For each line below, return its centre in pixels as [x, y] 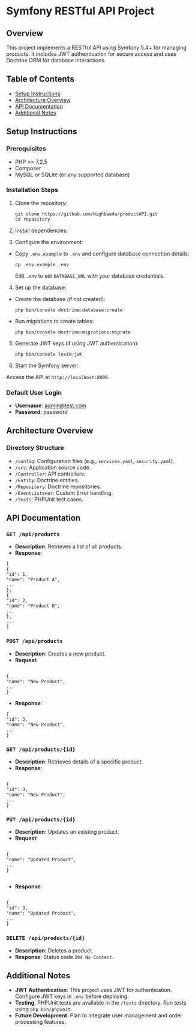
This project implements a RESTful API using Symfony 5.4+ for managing [97, 47]
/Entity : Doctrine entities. [47, 480]
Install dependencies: [41, 230]
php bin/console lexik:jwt [49, 354]
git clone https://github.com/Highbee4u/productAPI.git [86, 214]
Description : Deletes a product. [54, 950]
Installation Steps [32, 190]
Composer [28, 168]
